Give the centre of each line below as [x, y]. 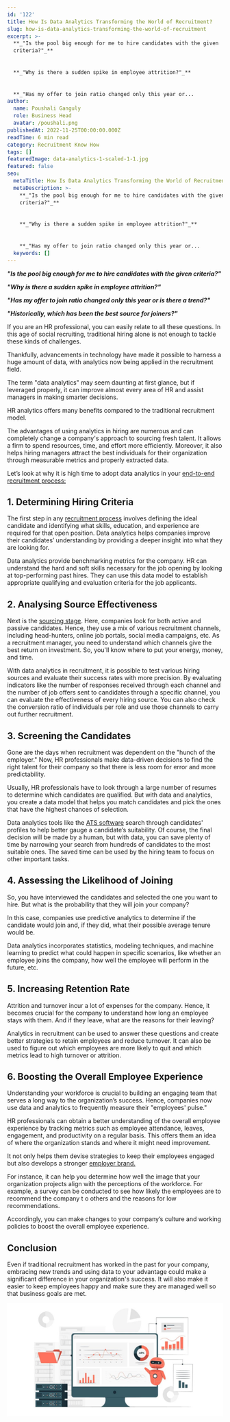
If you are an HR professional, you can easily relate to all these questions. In [114, 326]
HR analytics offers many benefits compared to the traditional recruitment [111, 410]
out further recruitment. [40, 714]
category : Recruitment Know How [53, 145]
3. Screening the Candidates [69, 736]
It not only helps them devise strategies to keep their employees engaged [111, 1156]
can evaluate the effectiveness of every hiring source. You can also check [111, 700]
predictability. [26, 774]
